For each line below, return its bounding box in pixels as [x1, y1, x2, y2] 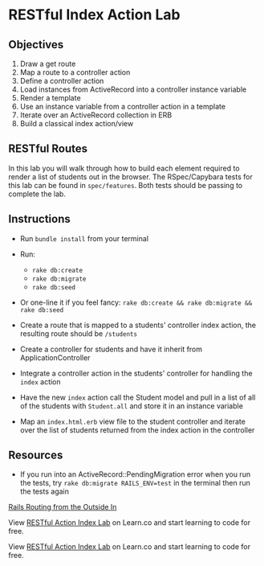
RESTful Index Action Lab [8, 6, 181, 24]
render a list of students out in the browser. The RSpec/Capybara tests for [8, 171, 253, 182]
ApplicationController [19, 352, 91, 363]
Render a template [19, 93, 82, 102]
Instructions [8, 212, 71, 226]
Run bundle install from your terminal [19, 233, 149, 243]
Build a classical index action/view [19, 119, 134, 128]
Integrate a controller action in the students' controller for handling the [19, 368, 253, 378]
